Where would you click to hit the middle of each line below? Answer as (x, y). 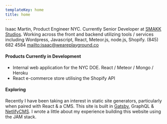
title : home (18, 15)
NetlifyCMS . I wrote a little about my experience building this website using (83, 111)
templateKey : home (24, 10)
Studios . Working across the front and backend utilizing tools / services (79, 34)
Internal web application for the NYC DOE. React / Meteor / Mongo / (83, 67)
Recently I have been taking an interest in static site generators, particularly (84, 100)
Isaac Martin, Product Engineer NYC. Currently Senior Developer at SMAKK (83, 29)
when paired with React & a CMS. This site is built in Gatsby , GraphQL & (80, 106)
